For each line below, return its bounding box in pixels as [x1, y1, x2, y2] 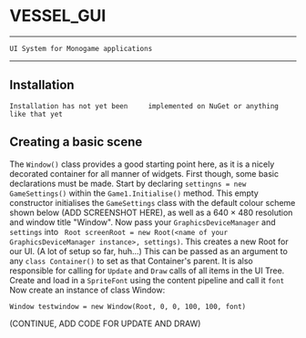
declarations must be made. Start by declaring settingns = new [9, 178, 247, 189]
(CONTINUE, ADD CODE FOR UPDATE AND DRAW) [9, 318, 201, 329]
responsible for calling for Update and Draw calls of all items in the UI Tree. [9, 265, 285, 276]
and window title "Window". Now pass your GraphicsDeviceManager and [9, 216, 276, 228]
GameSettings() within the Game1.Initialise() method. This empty [9, 188, 260, 199]
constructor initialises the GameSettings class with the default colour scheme [9, 197, 296, 208]
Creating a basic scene [9, 134, 143, 150]
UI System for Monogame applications [9, 44, 153, 53]
